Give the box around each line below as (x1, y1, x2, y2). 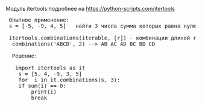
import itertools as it (15, 65, 86, 71)
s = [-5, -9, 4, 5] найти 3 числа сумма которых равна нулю (8, 23, 197, 29)
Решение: (11, 53, 38, 59)
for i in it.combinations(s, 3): (18, 77, 121, 83)
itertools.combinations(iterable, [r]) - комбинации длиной (8, 35, 191, 41)
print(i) (31, 89, 57, 95)
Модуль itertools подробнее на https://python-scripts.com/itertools (5, 5, 175, 12)
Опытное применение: (8, 17, 70, 23)
